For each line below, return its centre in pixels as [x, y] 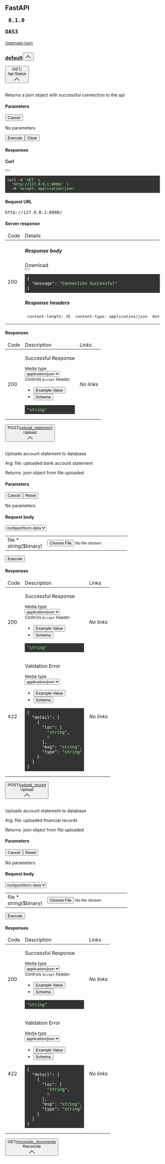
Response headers [47, 303]
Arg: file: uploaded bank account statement [49, 463]
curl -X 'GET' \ [24, 180]
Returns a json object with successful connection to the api [65, 95]
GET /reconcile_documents [32, 1142]
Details [33, 235]
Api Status [17, 74]
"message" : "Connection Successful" [75, 283]
